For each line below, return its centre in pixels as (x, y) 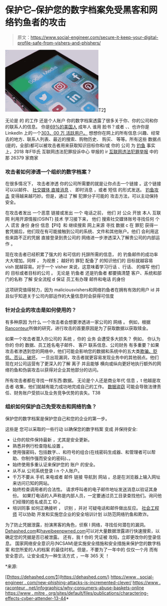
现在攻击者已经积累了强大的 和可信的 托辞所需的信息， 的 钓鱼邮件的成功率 (82, 254)
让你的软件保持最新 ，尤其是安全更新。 (52, 440)
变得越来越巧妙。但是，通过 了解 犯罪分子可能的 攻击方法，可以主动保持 (84, 196)
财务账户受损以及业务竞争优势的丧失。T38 (57, 392)
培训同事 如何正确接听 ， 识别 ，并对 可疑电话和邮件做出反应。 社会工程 (86, 508)
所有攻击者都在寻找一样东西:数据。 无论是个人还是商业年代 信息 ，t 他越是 (81, 380)
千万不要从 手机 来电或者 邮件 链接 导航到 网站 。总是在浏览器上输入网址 (86, 477)
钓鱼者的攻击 (40, 23)
